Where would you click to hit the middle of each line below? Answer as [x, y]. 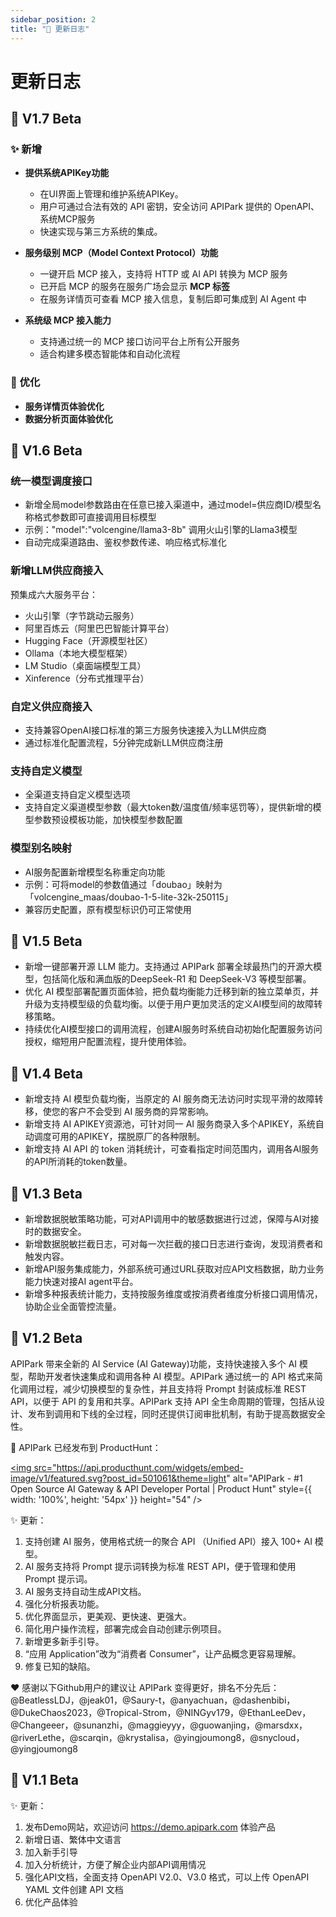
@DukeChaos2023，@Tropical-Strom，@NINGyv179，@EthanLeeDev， [161, 1712]
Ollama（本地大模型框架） [78, 653]
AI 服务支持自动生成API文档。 [85, 1591]
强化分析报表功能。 [64, 1603]
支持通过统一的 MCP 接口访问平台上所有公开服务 [140, 342]
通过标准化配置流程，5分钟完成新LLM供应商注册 [124, 742]
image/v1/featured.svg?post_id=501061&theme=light [118, 1478]
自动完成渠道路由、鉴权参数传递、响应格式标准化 [125, 542]
